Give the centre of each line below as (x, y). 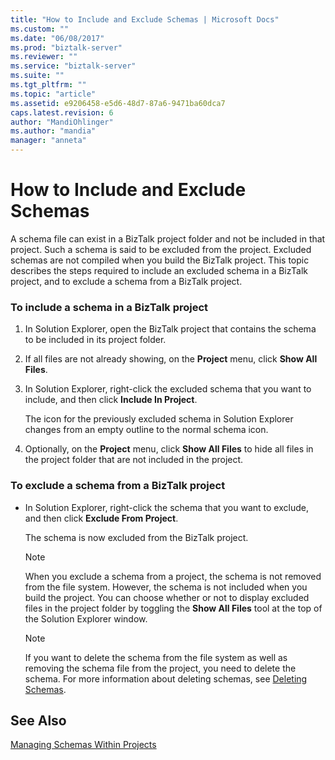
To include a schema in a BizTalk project (109, 307)
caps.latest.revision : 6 (62, 112)
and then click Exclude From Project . (101, 518)
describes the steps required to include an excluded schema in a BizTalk (159, 270)
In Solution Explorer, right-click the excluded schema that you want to (168, 389)
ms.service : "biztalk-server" (73, 66)
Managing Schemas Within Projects (83, 745)
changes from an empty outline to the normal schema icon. (146, 430)
